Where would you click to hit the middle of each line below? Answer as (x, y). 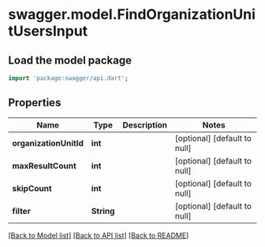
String (103, 211)
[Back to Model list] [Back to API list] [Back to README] (99, 235)
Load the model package (70, 60)
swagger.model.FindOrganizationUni (132, 15)
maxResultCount (44, 165)
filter (22, 211)
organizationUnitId (48, 143)
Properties (35, 103)
